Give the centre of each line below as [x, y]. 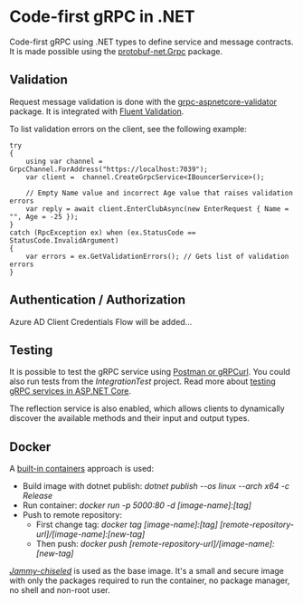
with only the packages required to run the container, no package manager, [150, 580]
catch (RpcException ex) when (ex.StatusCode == [103, 233]
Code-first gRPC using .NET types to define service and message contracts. [151, 42]
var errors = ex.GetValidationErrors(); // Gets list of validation [157, 256]
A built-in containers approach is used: [82, 469]
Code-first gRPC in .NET [102, 17]
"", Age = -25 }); [44, 216]
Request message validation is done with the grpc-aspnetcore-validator [143, 101]
